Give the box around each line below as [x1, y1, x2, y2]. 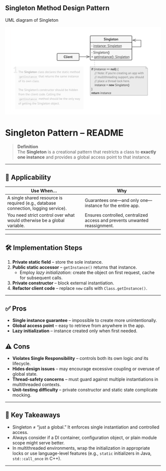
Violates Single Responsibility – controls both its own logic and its [12, 355, 149, 361]
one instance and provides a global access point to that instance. [17, 154, 151, 160]
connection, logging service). [7, 205, 67, 211]
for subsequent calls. [19, 275, 63, 281]
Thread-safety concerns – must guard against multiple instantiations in [12, 376, 159, 382]
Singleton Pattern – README [5, 127, 124, 139]
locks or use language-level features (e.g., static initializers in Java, [12, 450, 152, 456]
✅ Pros [5, 304, 27, 313]
